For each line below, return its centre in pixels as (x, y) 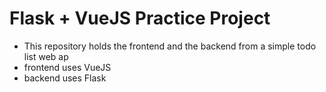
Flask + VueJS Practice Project (140, 18)
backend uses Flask (65, 78)
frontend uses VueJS (67, 67)
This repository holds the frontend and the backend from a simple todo (170, 46)
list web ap (46, 56)
